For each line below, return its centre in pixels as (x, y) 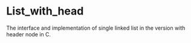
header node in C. (29, 34)
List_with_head (45, 11)
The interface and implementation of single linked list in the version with (96, 28)
